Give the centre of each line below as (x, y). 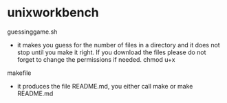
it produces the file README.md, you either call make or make (105, 86)
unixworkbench (53, 13)
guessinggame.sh (32, 32)
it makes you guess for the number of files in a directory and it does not (118, 45)
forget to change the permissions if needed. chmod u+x (96, 59)
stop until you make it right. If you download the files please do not (111, 52)
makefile (19, 73)
